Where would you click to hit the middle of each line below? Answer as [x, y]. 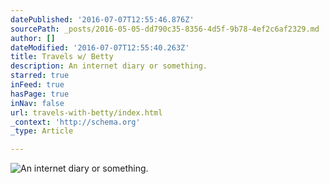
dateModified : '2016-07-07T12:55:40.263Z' [100, 47]
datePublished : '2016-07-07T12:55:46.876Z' [102, 19]
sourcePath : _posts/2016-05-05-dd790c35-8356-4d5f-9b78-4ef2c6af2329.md [165, 29]
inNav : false [37, 103]
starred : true [40, 76]
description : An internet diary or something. [109, 66]
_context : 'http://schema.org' [75, 122]
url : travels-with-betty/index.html [86, 112]
